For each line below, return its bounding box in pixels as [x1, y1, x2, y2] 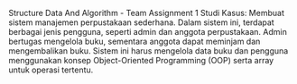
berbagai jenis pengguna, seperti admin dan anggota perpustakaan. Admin [8, 27, 288, 37]
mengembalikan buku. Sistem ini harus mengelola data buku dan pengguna [8, 46, 289, 56]
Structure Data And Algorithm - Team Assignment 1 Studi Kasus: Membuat [8, 8, 285, 18]
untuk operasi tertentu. [8, 64, 94, 75]
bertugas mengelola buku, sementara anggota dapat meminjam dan [8, 36, 261, 46]
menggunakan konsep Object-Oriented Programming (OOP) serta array [8, 55, 274, 65]
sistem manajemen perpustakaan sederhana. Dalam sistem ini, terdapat [8, 17, 274, 28]
